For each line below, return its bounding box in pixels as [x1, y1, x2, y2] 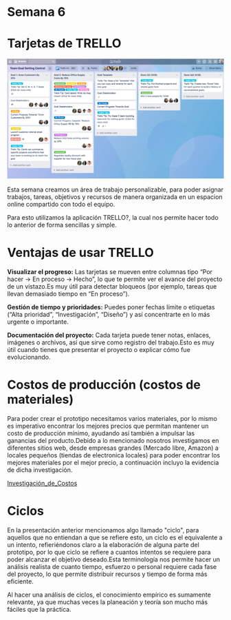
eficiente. [7, 577, 34, 586]
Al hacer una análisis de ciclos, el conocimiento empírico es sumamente [7, 590, 211, 599]
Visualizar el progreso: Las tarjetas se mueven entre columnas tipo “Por [7, 268, 213, 276]
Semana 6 [7, 4, 66, 20]
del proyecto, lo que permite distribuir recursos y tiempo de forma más [7, 570, 208, 579]
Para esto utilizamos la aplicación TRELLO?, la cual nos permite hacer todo [7, 214, 219, 222]
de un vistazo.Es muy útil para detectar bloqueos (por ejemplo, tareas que [7, 282, 217, 291]
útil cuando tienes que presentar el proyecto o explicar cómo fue [7, 346, 190, 354]
